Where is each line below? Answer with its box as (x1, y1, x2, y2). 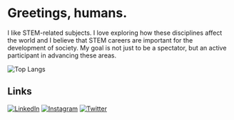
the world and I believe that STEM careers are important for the (7, 36, 193, 44)
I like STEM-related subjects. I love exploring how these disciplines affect (7, 28, 223, 37)
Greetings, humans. (7, 5, 127, 21)
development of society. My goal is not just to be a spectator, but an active (7, 43, 227, 52)
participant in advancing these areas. (7, 51, 116, 60)
